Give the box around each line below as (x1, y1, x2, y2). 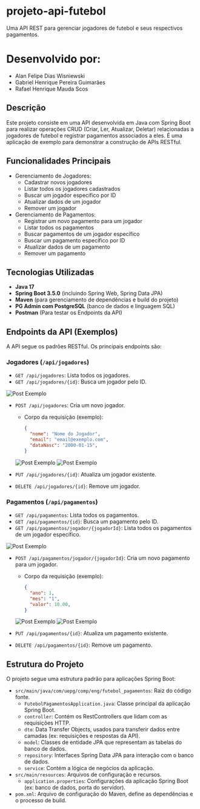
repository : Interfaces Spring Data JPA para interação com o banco (24, 752, 194, 759)
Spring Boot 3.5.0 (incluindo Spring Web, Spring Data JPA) (15, 290, 163, 297)
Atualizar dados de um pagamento (24, 243, 110, 250)
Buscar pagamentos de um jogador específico (24, 230, 140, 238)
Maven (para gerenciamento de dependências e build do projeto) (15, 296, 179, 303)
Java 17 (15, 283, 35, 291)
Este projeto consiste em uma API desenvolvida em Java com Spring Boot (6, 119, 191, 126)
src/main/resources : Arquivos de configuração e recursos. (15, 771, 162, 779)
